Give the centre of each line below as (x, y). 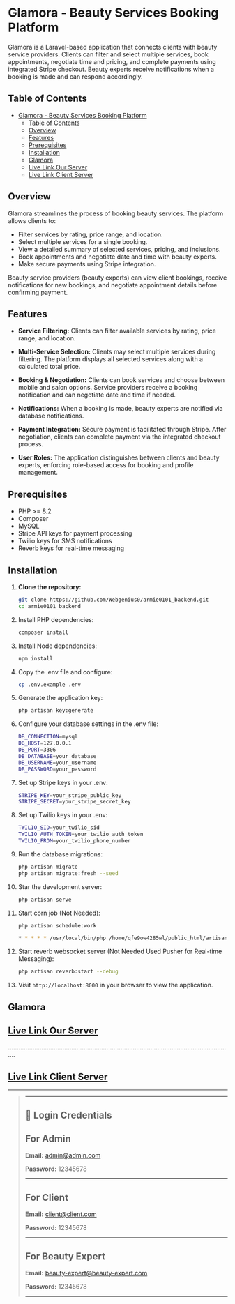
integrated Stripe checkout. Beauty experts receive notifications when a (111, 69)
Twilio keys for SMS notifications (65, 541)
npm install (35, 658)
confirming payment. (38, 292)
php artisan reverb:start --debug (68, 972)
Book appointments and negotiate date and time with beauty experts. (117, 257)
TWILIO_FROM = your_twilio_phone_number (74, 841)
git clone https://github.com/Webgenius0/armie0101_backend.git (113, 600)
